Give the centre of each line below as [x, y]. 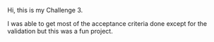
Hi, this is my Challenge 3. [45, 10]
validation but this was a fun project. [60, 31]
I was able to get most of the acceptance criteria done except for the [107, 23]
